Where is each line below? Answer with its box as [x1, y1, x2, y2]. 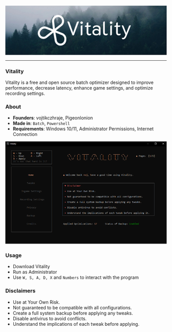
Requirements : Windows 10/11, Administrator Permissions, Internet [12, 126, 154, 132]
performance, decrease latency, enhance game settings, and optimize [5, 84, 153, 91]
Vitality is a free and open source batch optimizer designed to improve [5, 79, 154, 85]
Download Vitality [12, 264, 50, 270]
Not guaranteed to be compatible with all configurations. [12, 304, 132, 310]
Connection [12, 131, 37, 137]
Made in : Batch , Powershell [12, 120, 70, 127]
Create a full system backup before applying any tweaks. [12, 310, 133, 316]
